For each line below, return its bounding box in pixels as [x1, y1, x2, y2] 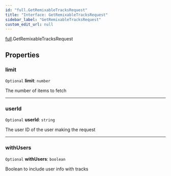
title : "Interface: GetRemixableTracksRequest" [5, 12, 108, 17]
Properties [5, 51, 40, 59]
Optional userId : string [5, 117, 55, 123]
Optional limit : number [5, 77, 51, 83]
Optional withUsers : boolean [5, 156, 66, 162]
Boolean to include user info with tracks [5, 166, 89, 172]
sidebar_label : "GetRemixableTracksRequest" [5, 17, 101, 22]
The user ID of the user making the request [5, 126, 96, 133]
